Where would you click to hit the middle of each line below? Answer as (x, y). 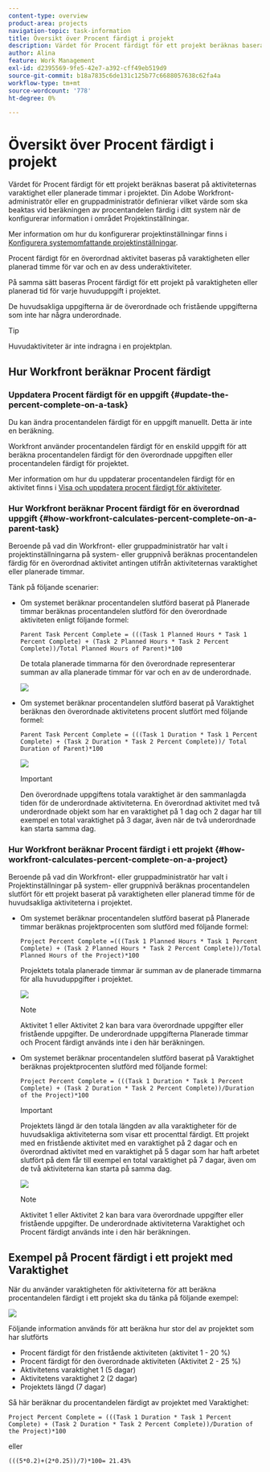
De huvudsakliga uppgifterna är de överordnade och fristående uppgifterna (133, 307)
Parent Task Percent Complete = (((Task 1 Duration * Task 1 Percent (139, 735)
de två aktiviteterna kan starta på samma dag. (96, 1169)
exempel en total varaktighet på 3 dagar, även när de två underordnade (138, 820)
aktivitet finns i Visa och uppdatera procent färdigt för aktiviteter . (115, 487)
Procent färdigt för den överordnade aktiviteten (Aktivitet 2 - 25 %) (130, 1362)
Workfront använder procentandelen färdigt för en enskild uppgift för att (128, 446)
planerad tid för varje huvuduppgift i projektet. (85, 291)
